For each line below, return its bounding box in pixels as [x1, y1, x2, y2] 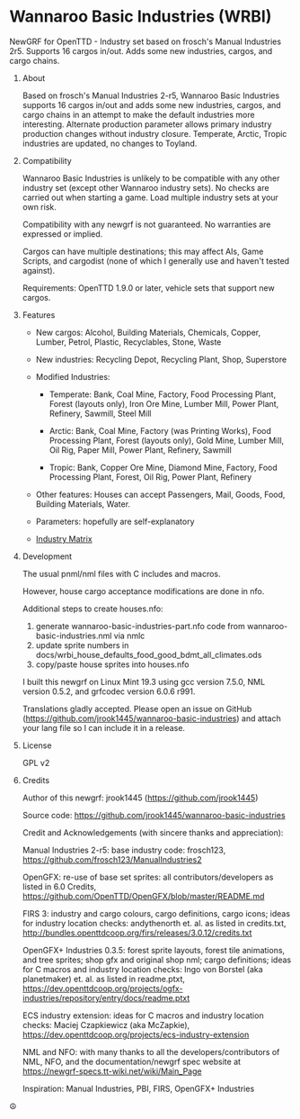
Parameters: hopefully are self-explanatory [35, 516, 195, 527]
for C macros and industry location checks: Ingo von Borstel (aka [22, 963, 263, 974]
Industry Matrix [35, 533, 93, 544]
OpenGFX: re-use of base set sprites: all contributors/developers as [22, 871, 274, 882]
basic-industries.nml [35, 630, 112, 641]
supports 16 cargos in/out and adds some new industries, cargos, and [22, 99, 281, 110]
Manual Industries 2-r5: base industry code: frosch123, [22, 844, 226, 855]
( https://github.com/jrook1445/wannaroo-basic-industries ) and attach [22, 713, 281, 724]
